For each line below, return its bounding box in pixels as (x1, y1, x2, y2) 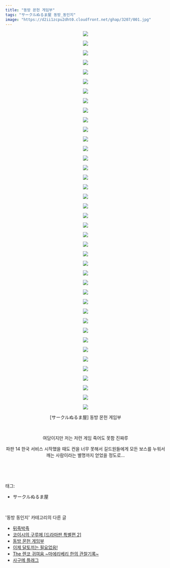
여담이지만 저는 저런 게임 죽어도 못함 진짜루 (42, 435, 129, 441)
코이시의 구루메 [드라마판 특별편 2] (12, 532, 81, 538)
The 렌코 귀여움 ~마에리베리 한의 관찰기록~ (12, 551, 99, 557)
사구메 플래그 (12, 557, 39, 563)
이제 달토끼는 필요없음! (12, 545, 58, 551)
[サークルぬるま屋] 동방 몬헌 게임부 (50, 414, 121, 421)
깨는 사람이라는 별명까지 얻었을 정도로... (46, 452, 125, 458)
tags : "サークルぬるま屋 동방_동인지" (5, 12, 76, 17)
